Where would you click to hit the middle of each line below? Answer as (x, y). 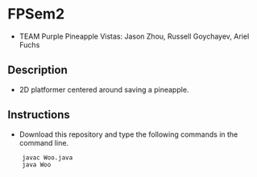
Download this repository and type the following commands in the (128, 134)
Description (37, 70)
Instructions (39, 115)
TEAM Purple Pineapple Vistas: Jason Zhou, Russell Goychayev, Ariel (134, 36)
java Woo (37, 165)
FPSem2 (36, 14)
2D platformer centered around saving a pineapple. (104, 89)
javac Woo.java (48, 158)
